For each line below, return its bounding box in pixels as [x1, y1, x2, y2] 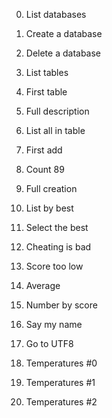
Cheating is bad [25, 241, 92, 253]
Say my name [25, 319, 83, 330]
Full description [25, 105, 90, 117]
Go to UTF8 [25, 338, 74, 349]
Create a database [25, 28, 103, 39]
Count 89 [25, 164, 65, 175]
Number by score [25, 299, 98, 311]
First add [25, 144, 63, 156]
